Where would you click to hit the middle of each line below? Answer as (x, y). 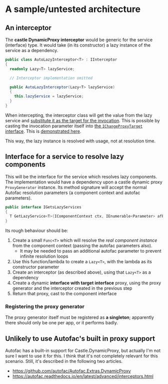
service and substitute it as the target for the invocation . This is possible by (82, 120)
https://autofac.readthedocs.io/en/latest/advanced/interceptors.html (83, 376)
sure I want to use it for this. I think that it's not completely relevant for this (82, 356)
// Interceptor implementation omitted (51, 78)
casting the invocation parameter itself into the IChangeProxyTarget (74, 126)
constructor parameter (36, 267)
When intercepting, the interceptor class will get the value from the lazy (79, 115)
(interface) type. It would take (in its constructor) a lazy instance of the (78, 45)
